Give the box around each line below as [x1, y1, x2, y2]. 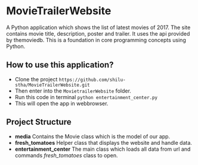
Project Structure [6, 117, 72, 127]
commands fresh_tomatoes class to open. [14, 151, 118, 158]
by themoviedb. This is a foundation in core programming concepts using [6, 36, 186, 43]
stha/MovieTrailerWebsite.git [14, 82, 91, 88]
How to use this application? [6, 60, 114, 70]
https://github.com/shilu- [58, 77, 126, 82]
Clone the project [14, 75, 58, 82]
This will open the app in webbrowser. [14, 100, 109, 107]
